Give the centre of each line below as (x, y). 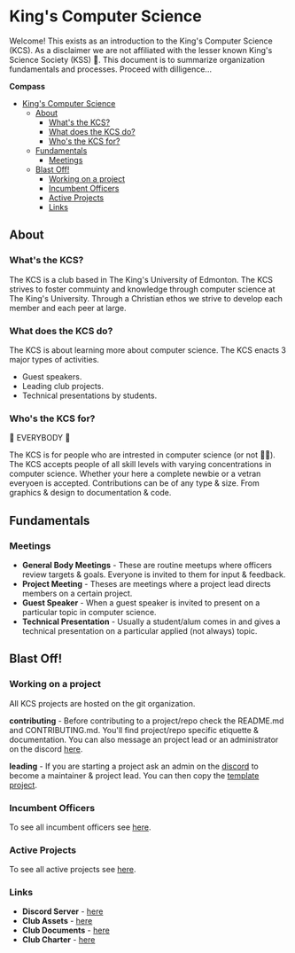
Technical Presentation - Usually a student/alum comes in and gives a (151, 621)
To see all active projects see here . (73, 870)
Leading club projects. (63, 386)
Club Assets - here (57, 921)
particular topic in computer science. (89, 612)
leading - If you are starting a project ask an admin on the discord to (134, 766)
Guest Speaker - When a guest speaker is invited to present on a (141, 602)
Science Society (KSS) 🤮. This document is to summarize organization (137, 59)
